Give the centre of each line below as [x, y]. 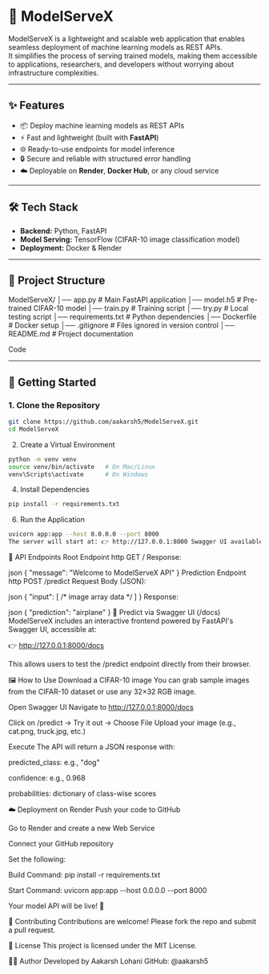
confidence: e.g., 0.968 [47, 778]
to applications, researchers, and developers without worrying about [121, 64]
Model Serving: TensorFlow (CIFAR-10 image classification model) [130, 239]
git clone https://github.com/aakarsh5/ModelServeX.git [103, 422]
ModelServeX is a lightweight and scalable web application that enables [127, 39]
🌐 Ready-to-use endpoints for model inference [97, 149]
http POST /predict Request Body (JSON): [77, 581]
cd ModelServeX [34, 429]
